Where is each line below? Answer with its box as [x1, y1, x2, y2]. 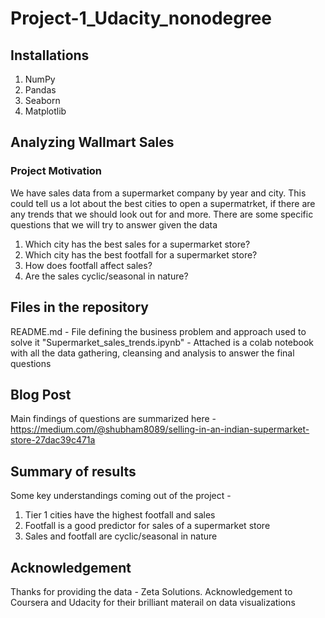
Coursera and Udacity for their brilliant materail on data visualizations [10, 596, 296, 608]
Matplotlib [24, 105, 67, 117]
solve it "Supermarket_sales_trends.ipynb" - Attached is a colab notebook [10, 336, 315, 348]
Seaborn [24, 95, 61, 106]
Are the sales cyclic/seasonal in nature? [24, 270, 189, 282]
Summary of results [10, 463, 137, 480]
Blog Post [10, 386, 72, 403]
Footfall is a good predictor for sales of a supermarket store [24, 520, 271, 532]
